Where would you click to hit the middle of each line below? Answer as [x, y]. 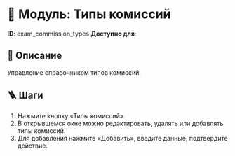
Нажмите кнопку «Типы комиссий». [71, 115]
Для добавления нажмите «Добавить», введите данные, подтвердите [122, 138]
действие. [32, 146]
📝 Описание [35, 56]
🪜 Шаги [25, 95]
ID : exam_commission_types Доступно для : [72, 34]
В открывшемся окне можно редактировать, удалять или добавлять [120, 123]
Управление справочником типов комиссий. [74, 72]
